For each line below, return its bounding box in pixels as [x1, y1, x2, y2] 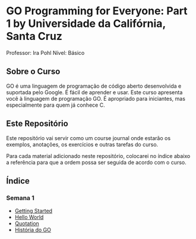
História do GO [14, 226, 52, 234]
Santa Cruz [6, 30, 62, 43]
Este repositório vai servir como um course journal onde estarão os [6, 134, 171, 141]
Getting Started [14, 207, 52, 215]
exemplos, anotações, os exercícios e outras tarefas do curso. [6, 141, 159, 148]
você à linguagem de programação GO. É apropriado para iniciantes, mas [6, 95, 186, 102]
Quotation [14, 220, 40, 227]
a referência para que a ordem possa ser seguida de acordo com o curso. [6, 159, 186, 166]
